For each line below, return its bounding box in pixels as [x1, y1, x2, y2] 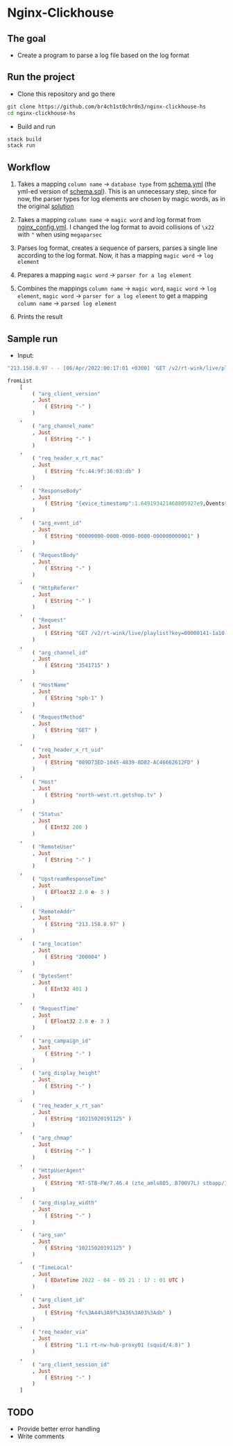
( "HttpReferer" [32, 584, 79, 591]
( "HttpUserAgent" [32, 1167, 85, 1174]
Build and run [17, 122, 55, 130]
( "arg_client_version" [32, 390, 101, 398]
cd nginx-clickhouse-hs [7, 109, 76, 116]
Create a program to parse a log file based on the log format [17, 51, 189, 59]
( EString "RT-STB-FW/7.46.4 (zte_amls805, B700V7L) [44, 1180, 200, 1187]
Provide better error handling [17, 1425, 101, 1433]
